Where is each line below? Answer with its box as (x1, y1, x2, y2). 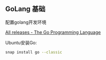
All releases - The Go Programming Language (5, 29, 101, 35)
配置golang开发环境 (5, 19, 47, 25)
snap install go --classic (5, 49, 62, 54)
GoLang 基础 (5, 5, 46, 14)
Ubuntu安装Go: (5, 39, 37, 45)
